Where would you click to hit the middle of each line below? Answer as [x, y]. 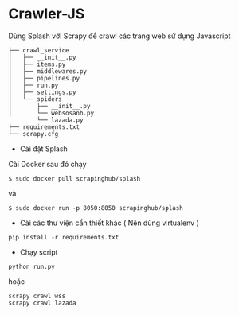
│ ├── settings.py [43, 92]
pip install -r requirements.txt [64, 237]
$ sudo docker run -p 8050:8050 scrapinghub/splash [96, 208]
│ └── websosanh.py [51, 113]
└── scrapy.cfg [33, 134]
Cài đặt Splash [43, 149]
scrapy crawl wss [37, 296]
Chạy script [39, 252]
